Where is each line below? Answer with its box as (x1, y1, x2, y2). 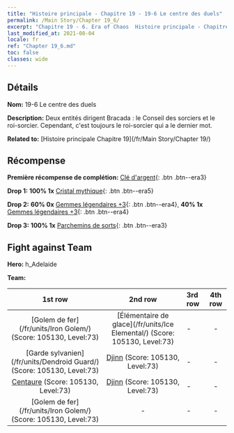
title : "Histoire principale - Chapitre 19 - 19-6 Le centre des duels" (7, 10, 223, 17)
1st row (42, 295, 68, 304)
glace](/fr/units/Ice (111, 319, 174, 329)
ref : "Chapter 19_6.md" (7, 43, 77, 50)
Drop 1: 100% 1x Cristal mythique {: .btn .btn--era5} (7, 186, 155, 196)
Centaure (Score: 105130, (11, 377, 99, 387)
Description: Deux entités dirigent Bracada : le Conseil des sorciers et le (7, 113, 216, 122)
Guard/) (74, 357, 100, 367)
